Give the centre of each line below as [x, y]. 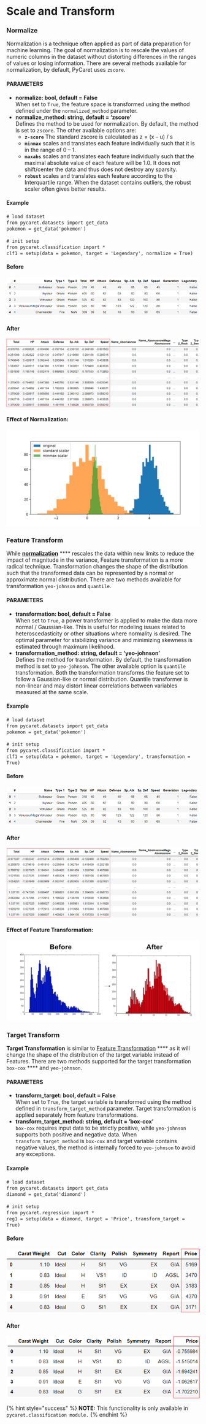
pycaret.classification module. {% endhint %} [67, 1414]
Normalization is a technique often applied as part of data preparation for [99, 44]
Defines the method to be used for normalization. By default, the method [107, 123]
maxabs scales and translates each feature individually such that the [109, 156]
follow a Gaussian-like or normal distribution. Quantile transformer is [101, 679]
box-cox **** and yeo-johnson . [44, 1068]
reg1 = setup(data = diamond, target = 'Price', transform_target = [96, 1219]
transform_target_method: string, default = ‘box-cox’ [84, 1122]
